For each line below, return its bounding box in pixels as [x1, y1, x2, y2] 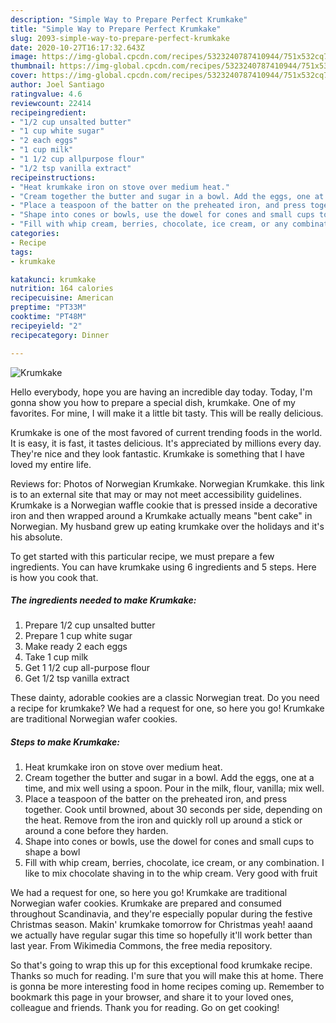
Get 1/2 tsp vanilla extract [24, 672, 130, 685]
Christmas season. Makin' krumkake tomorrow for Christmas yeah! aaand [10, 919, 313, 931]
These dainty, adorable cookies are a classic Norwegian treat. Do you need [10, 692, 320, 704]
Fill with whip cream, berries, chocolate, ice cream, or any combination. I [24, 857, 325, 869]
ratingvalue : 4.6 [10, 89, 83, 99]
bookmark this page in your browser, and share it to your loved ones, [10, 991, 294, 1003]
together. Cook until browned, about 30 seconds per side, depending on [24, 804, 323, 816]
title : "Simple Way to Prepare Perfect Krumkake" [10, 24, 222, 34]
